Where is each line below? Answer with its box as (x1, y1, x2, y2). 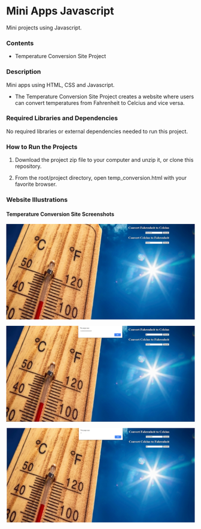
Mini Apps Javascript (6, 4, 114, 18)
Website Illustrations (6, 196, 68, 204)
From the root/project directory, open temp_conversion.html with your (14, 174, 187, 182)
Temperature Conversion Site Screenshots (6, 210, 115, 217)
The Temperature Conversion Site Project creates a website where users (14, 93, 194, 100)
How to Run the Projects (6, 143, 78, 151)
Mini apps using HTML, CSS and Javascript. (6, 81, 115, 88)
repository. (14, 163, 42, 170)
